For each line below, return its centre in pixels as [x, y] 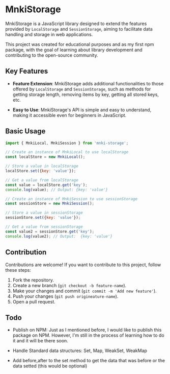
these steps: [18, 270]
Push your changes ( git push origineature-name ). [65, 296]
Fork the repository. [33, 280]
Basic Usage [25, 131]
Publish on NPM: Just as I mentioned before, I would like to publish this [87, 330]
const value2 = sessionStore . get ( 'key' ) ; [50, 231]
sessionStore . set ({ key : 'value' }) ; [43, 218]
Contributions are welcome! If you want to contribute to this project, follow [83, 265]
